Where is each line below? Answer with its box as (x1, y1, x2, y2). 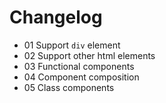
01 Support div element (23, 39, 121, 51)
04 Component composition (23, 71, 140, 83)
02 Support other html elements (23, 49, 156, 61)
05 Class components (23, 81, 115, 93)
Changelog (9, 6, 103, 29)
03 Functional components (23, 60, 135, 72)
